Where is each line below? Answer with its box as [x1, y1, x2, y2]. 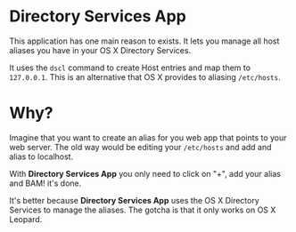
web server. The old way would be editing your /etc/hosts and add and [9, 141, 272, 152]
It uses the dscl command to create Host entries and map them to [9, 62, 251, 73]
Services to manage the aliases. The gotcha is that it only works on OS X [9, 204, 276, 215]
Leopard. [9, 213, 43, 224]
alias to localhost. [9, 151, 74, 162]
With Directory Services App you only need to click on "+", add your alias [9, 168, 281, 179]
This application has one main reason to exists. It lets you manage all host [9, 36, 280, 46]
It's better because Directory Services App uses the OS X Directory [9, 195, 260, 205]
